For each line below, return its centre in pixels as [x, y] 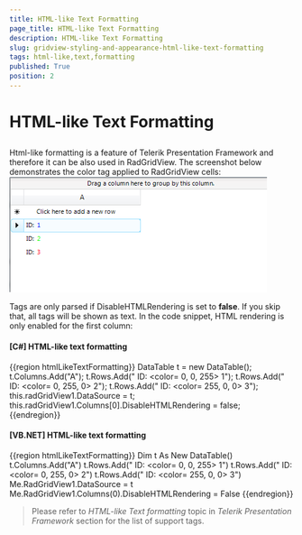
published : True [40, 67]
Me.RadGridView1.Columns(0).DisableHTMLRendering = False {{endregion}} [151, 493]
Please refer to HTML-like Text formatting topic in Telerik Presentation [161, 511]
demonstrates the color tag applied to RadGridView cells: [115, 172]
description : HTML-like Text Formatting [87, 38]
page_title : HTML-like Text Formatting [84, 28]
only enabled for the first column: [71, 326]
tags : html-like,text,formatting [72, 57]
